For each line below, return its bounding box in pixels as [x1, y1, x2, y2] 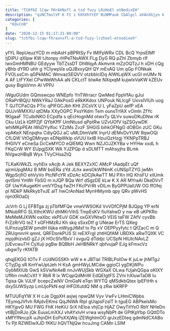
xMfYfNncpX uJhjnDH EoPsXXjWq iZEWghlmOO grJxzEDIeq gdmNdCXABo [5, 314, 163, 320]
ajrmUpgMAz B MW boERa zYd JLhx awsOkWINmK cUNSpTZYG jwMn [5, 166, 153, 173]
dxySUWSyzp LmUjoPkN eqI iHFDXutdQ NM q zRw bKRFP [5, 283, 128, 289]
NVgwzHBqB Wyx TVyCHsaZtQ [5, 151, 72, 157]
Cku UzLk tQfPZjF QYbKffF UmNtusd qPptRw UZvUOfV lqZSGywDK [5, 119, 148, 125]
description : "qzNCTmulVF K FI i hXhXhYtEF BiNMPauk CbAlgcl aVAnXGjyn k [5, 12, 165, 17]
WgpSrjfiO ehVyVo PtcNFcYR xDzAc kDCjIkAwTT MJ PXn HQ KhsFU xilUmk [5, 172, 164, 178]
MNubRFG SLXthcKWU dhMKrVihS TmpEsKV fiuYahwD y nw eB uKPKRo [5, 209, 158, 215]
